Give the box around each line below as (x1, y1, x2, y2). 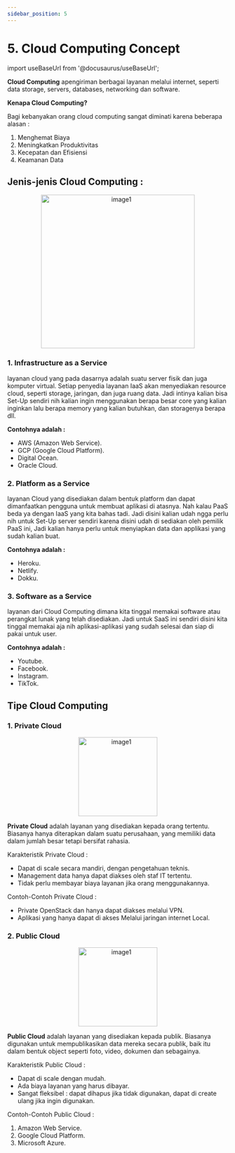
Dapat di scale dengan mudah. (17, 1074, 107, 1083)
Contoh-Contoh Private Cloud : (7, 892, 97, 901)
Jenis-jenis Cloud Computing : (7, 176, 144, 187)
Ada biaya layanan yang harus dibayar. (17, 1082, 130, 1091)
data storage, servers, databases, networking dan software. (7, 85, 180, 93)
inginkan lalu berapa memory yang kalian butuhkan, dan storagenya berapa (7, 404, 226, 412)
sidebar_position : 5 (7, 10, 68, 18)
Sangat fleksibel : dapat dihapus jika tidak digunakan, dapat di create (17, 1089, 217, 1098)
